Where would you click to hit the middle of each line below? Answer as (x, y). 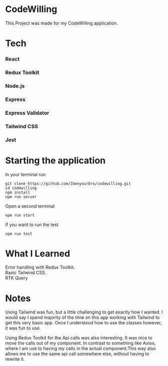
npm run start (20, 215)
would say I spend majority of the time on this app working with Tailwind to (82, 317)
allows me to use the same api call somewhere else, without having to (77, 354)
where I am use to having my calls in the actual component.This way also (81, 348)
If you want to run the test (32, 225)
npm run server (21, 197)
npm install (18, 192)
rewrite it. (15, 359)
